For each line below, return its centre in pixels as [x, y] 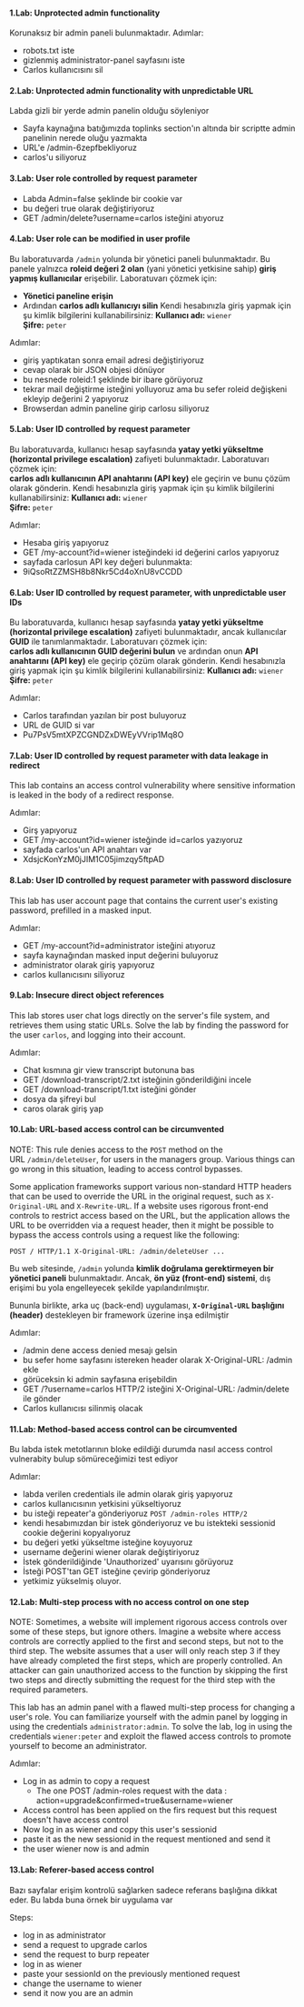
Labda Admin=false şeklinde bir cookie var [103, 198]
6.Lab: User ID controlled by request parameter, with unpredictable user [148, 592]
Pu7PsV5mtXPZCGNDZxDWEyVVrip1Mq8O [103, 735]
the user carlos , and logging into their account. [98, 1034]
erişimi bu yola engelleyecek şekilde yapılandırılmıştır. [110, 1288]
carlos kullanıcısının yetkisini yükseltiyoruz [102, 1504]
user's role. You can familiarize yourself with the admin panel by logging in [149, 1717]
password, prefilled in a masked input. [81, 910]
